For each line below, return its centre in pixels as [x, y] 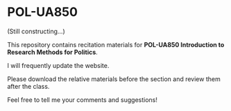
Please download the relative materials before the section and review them [114, 79]
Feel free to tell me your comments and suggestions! [82, 100]
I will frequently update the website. [58, 65]
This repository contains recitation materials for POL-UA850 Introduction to [116, 44]
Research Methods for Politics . [53, 52]
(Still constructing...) [36, 31]
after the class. [28, 86]
